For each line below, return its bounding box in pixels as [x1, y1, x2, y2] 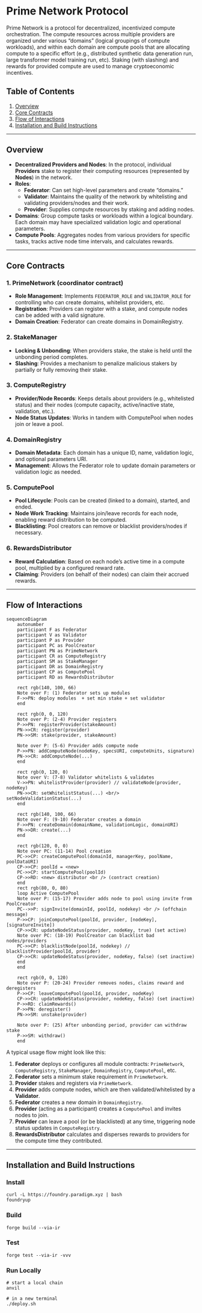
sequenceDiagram [6, 616, 47, 622]
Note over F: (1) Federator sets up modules [17, 690, 130, 696]
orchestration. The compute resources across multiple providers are [6, 30, 176, 37]
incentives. [6, 69, 34, 76]
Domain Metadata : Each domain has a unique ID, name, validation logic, [14, 449, 194, 456]
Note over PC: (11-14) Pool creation [17, 848, 112, 854]
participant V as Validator [17, 631, 87, 638]
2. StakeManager [6, 333, 58, 342]
